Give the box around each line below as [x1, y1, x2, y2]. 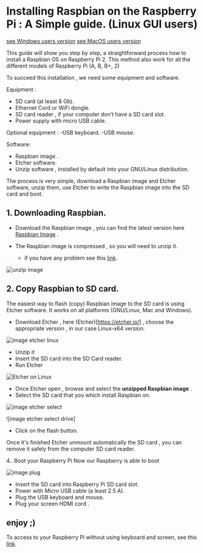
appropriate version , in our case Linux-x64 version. [15, 324, 145, 332]
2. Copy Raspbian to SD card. [6, 284, 119, 294]
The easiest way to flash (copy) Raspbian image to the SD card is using [6, 300, 185, 307]
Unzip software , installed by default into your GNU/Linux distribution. [15, 165, 190, 173]
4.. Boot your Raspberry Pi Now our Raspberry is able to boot [6, 457, 160, 464]
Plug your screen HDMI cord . [15, 500, 90, 507]
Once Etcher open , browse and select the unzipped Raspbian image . [15, 385, 193, 392]
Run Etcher [15, 361, 43, 368]
